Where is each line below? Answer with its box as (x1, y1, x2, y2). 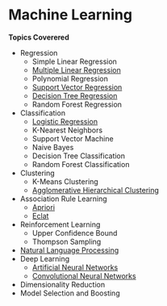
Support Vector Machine (31, 133, 115, 143)
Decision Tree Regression (31, 90, 118, 100)
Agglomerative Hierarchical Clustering (31, 185, 160, 195)
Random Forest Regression (31, 99, 123, 109)
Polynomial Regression (31, 73, 109, 83)
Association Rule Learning (19, 194, 107, 203)
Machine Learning (8, 6, 133, 24)
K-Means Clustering (31, 176, 98, 187)
